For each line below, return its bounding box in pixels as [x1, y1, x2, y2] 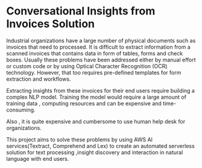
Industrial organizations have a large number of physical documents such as [6, 37, 196, 44]
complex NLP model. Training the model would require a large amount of [6, 93, 187, 101]
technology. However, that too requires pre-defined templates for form [6, 69, 181, 76]
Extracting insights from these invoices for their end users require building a [6, 87, 195, 94]
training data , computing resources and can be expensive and [6, 99, 162, 107]
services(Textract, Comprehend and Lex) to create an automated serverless [6, 142, 195, 149]
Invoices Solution [6, 17, 95, 31]
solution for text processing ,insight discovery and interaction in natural [6, 149, 183, 156]
